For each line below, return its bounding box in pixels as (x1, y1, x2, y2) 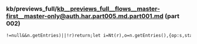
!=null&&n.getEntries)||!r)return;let (6, 33, 101, 39)
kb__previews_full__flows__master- (56, 5, 160, 13)
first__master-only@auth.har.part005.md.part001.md (6, 12, 164, 20)
